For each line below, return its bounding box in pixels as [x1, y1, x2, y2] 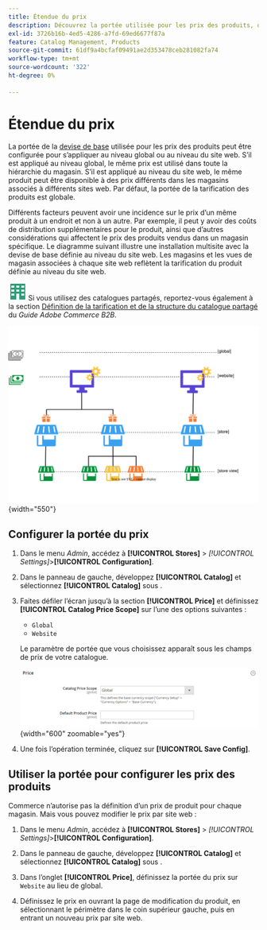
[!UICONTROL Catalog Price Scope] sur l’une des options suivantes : [19, 605, 247, 614]
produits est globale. [8, 192, 75, 202]
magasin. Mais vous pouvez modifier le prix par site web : [8, 809, 197, 819]
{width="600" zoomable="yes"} [19, 729, 126, 738]
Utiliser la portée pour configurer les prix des [8, 767, 236, 781]
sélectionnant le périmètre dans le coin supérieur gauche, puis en [19, 905, 235, 914]
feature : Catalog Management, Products [8, 38, 141, 46]
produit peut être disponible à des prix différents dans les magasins [8, 175, 229, 184]
